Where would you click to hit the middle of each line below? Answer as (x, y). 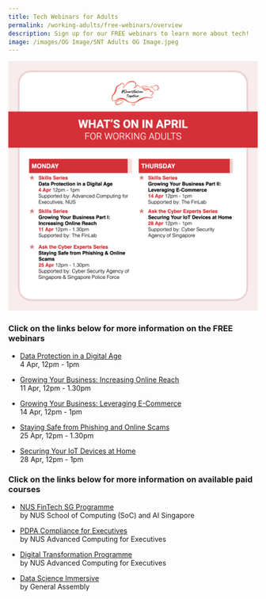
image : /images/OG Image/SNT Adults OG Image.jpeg (93, 42)
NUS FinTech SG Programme (67, 506)
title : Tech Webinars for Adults (63, 17)
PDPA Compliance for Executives (74, 530)
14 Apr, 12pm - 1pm (51, 411)
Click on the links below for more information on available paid (131, 479)
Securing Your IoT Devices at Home (78, 451)
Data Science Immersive (59, 578)
